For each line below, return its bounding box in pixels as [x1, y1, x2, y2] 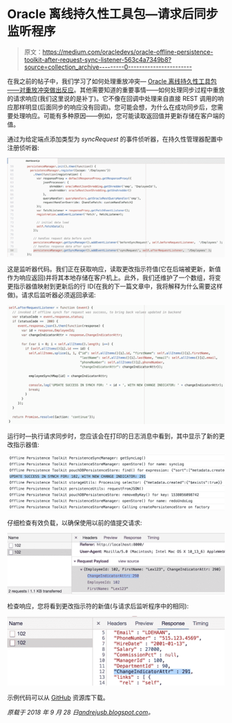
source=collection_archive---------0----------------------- [23, 63, 192, 71]
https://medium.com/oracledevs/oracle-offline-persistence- [42, 48, 213, 56]
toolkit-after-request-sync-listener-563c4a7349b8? [23, 55, 172, 64]
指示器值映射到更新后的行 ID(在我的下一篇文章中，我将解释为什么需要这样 [12, 282, 223, 290]
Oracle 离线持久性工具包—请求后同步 [7, 6, 219, 22]
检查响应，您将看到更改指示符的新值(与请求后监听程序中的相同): [7, 602, 189, 610]
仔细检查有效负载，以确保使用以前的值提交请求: [7, 519, 143, 527]
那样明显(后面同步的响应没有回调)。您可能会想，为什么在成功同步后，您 [12, 103, 217, 111]
